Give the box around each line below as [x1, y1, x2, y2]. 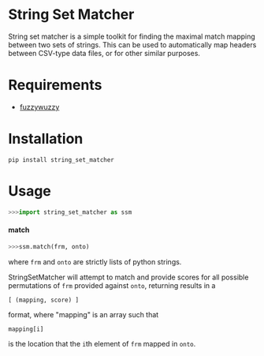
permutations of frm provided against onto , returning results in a [8, 280, 216, 290]
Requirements [8, 77, 102, 94]
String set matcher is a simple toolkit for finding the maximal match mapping [8, 32, 256, 41]
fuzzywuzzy [19, 102, 60, 111]
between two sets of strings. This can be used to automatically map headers [8, 39, 257, 49]
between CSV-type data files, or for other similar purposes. [8, 48, 201, 58]
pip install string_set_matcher [8, 156, 114, 163]
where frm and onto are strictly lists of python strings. [8, 257, 182, 266]
